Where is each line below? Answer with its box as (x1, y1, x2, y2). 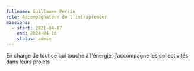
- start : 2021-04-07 (11, 25, 62, 31)
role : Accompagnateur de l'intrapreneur (6, 14, 108, 20)
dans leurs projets (6, 58, 50, 65)
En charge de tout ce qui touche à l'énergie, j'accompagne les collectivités (6, 52, 189, 59)
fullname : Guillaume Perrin (6, 8, 76, 15)
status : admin (17, 36, 52, 42)
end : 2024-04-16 (17, 31, 58, 36)
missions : (6, 19, 31, 25)
